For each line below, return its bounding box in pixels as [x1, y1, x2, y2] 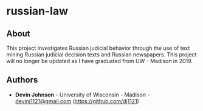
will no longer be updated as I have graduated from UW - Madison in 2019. [6, 58, 193, 64]
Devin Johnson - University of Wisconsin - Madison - [15, 91, 150, 98]
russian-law [6, 4, 69, 18]
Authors [6, 75, 38, 86]
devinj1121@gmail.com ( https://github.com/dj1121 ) [15, 97, 140, 104]
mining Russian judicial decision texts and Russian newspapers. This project [6, 51, 197, 58]
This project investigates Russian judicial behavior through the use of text [6, 44, 190, 52]
